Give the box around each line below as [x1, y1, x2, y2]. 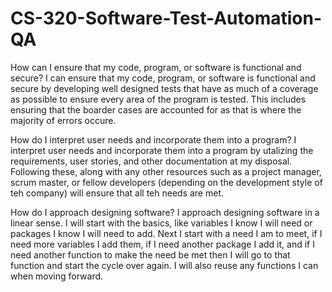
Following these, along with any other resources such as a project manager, [10, 165, 322, 177]
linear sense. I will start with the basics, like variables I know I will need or [10, 217, 313, 229]
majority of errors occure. [10, 114, 117, 126]
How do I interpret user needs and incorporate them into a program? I [10, 133, 297, 146]
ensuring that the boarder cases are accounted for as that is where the [10, 103, 302, 116]
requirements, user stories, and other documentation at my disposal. [10, 155, 293, 167]
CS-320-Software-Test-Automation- [10, 7, 323, 30]
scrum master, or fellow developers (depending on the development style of [10, 176, 323, 188]
